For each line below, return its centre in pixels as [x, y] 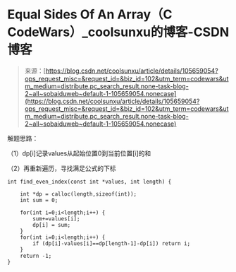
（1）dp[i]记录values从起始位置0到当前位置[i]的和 [79, 153]
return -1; [36, 256]
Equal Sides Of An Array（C [90, 14]
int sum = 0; [39, 200]
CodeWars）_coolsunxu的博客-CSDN [118, 32]
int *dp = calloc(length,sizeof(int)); [79, 194]
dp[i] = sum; [52, 225]
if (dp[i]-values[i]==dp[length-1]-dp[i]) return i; [112, 243]
